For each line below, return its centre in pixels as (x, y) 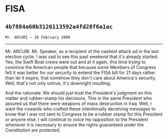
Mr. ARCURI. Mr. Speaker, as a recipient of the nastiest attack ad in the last (82, 51)
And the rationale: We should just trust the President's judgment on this (78, 93)
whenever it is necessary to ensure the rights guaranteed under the (74, 125)
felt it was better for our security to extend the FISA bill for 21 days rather (80, 72)
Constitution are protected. (33, 130)
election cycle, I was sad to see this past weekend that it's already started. (82, 56)
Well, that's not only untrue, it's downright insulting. (58, 83)
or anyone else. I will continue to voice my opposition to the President (77, 119)
